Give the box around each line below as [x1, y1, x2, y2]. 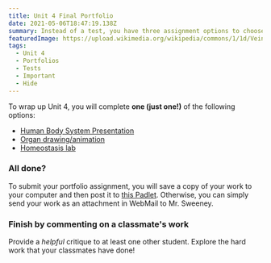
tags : [8, 42, 27, 50]
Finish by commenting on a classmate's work [8, 219, 190, 230]
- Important [15, 72, 56, 80]
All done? [8, 163, 47, 174]
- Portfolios [15, 57, 60, 65]
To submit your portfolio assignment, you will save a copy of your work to [8, 181, 252, 190]
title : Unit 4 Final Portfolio [8, 11, 114, 20]
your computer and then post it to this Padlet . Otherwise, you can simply [8, 190, 249, 199]
